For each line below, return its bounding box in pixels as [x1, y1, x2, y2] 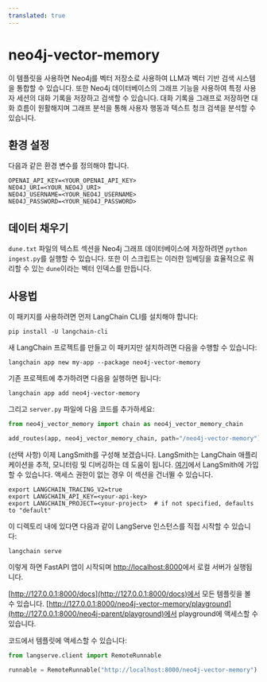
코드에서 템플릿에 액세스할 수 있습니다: [8, 635, 127, 645]
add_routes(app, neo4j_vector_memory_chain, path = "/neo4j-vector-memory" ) [8, 434, 261, 442]
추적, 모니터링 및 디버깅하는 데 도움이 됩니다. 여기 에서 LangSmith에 [35, 459, 245, 469]
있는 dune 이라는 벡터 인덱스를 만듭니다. [31, 264, 153, 273]
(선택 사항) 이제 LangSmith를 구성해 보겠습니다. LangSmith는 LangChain [8, 450, 237, 459]
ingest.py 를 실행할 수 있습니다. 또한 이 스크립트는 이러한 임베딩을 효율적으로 [8, 254, 246, 263]
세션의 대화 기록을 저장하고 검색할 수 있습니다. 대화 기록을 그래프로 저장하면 [16, 93, 250, 103]
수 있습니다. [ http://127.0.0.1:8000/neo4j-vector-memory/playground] [8, 599, 232, 608]
